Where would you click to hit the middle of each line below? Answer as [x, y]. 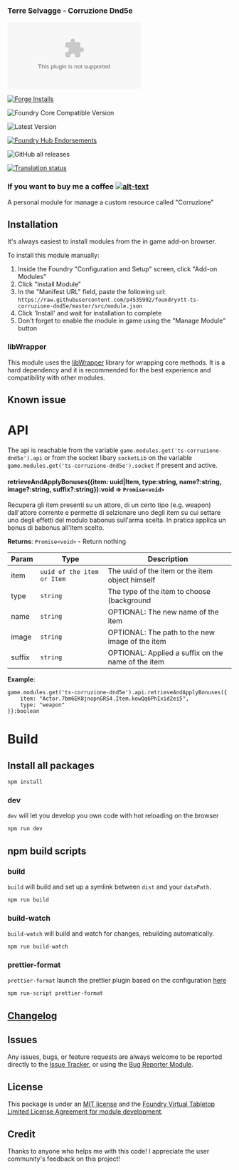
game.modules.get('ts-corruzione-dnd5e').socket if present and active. [113, 466]
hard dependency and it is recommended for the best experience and [109, 370]
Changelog [32, 1016]
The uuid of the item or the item [160, 571]
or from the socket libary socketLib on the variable [118, 458]
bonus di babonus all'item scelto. [56, 528]
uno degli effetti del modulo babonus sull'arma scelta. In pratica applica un [117, 520]
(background [129, 600]
